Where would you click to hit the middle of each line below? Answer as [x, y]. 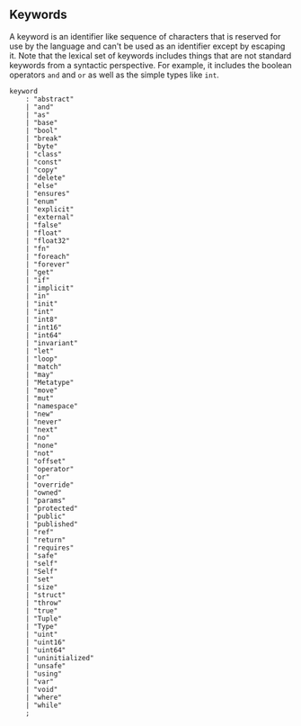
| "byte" [42, 146]
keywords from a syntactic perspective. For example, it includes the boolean [150, 65]
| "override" [50, 485]
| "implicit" [50, 288]
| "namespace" [52, 406]
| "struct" [46, 595]
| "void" [42, 689]
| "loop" [42, 359]
